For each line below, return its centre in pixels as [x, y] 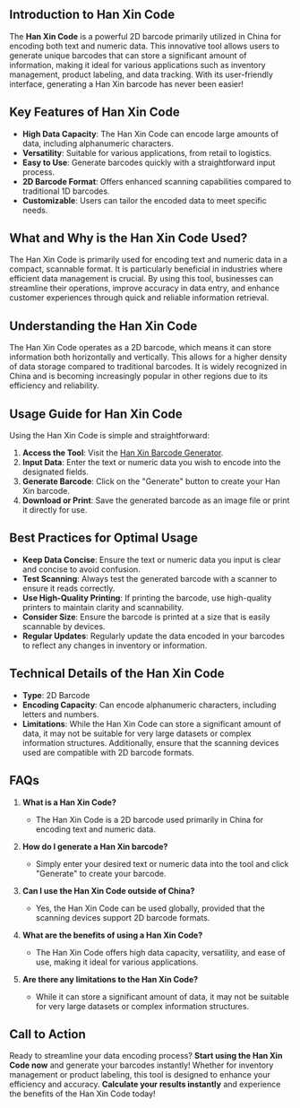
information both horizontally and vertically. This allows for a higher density [148, 357]
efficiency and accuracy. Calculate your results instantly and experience [145, 1085]
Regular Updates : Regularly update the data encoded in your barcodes [153, 636]
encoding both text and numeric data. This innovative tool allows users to [145, 46]
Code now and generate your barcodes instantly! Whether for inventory [141, 1065]
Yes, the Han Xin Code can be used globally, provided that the [150, 908]
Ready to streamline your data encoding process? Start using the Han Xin [146, 1056]
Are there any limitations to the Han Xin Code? [110, 979]
